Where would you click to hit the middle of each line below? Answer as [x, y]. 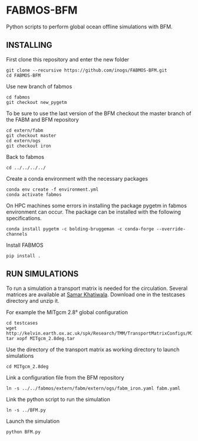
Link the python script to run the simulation [58, 399]
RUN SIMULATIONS [42, 274]
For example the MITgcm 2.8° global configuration [67, 312]
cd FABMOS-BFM [24, 75]
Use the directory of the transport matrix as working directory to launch [93, 349]
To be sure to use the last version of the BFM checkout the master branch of [99, 113]
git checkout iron [29, 146]
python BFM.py [24, 432]
